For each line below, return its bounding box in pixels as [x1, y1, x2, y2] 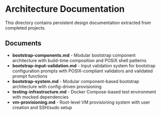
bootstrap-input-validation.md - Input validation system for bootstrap [12, 62, 156, 68]
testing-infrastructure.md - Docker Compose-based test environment [12, 88, 157, 94]
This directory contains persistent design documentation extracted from [5, 20, 151, 26]
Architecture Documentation [5, 3, 125, 15]
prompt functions [12, 73, 48, 79]
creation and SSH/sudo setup [12, 104, 72, 110]
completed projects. [5, 25, 46, 30]
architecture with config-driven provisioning [12, 84, 102, 89]
